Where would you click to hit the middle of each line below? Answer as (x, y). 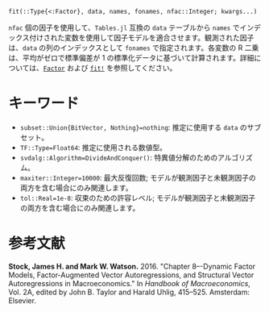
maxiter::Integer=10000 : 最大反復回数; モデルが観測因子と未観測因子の (138, 177)
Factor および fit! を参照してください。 (110, 68)
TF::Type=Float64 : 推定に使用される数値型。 (93, 147)
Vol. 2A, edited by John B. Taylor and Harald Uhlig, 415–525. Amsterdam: (129, 292)
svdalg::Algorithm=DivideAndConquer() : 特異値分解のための (119, 157)
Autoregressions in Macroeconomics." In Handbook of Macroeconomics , (130, 283)
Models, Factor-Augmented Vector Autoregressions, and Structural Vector (131, 275)
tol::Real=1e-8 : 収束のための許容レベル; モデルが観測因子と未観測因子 (138, 198)
